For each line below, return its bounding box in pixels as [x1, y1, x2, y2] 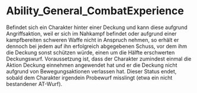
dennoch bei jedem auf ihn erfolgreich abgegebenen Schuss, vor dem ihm [6, 43, 188, 50]
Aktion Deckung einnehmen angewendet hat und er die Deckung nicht [6, 61, 177, 69]
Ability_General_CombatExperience [6, 4, 185, 18]
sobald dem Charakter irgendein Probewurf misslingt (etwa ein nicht [6, 74, 173, 81]
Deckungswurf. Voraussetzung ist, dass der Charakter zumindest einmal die [6, 55, 192, 62]
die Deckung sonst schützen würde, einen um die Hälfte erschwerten [6, 49, 175, 56]
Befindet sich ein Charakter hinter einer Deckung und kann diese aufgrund [6, 24, 188, 31]
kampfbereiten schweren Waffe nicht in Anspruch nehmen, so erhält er [6, 36, 179, 43]
